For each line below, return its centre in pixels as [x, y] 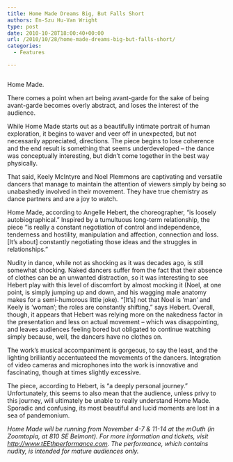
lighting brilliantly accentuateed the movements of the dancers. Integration [114, 357]
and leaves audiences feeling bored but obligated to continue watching [109, 329]
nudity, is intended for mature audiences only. [73, 451]
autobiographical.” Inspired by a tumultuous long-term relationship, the [109, 219]
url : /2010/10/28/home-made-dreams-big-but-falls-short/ [91, 40]
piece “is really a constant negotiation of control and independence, [104, 227]
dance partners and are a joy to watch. [63, 198]
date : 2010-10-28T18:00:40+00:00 [56, 33]
